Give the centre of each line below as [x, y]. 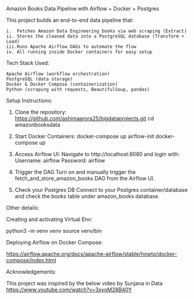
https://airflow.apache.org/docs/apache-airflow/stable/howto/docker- [92, 254]
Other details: [23, 208]
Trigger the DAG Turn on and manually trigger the [75, 172]
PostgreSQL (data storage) [39, 79]
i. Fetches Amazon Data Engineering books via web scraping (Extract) [96, 31]
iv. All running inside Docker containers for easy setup [79, 52]
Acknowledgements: [31, 272]
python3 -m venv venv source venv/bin [54, 231]
